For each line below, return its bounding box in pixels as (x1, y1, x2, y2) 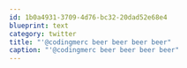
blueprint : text (9, 21, 69, 30)
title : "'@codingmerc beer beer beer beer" (9, 37, 172, 47)
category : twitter (9, 29, 77, 38)
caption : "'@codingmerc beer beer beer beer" (9, 46, 179, 55)
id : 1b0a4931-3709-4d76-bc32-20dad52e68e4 (9, 12, 168, 22)
